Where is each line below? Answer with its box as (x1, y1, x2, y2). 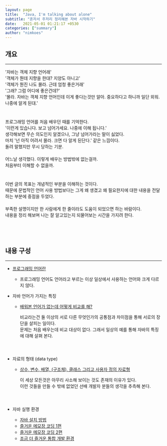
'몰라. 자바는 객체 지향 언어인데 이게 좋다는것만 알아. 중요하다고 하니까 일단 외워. (5, 94, 160, 100)
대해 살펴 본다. (25, 333, 53, 338)
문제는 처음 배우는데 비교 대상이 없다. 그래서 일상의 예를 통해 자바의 (19, 327, 150, 333)
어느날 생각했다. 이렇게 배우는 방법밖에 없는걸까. (5, 156, 98, 162)
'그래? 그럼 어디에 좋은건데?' (5, 88, 61, 94)
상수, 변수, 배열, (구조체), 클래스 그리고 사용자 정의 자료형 (19, 366, 130, 372)
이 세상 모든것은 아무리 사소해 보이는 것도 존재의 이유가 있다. (19, 377, 137, 383)
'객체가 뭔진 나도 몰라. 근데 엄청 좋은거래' (5, 81, 85, 87)
